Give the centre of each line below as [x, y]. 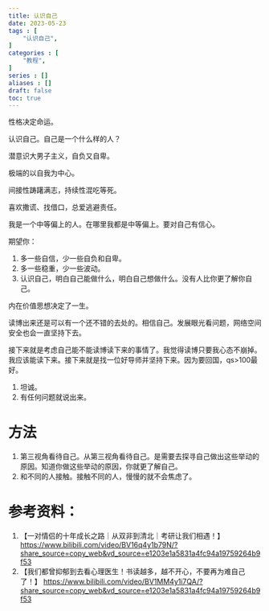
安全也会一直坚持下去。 [47, 333]
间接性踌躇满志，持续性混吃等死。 [65, 191]
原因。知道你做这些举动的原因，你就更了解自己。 [101, 466]
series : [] [28, 76]
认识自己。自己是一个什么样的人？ [65, 139]
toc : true [25, 98]
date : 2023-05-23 [37, 23]
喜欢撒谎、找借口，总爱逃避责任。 [65, 207]
